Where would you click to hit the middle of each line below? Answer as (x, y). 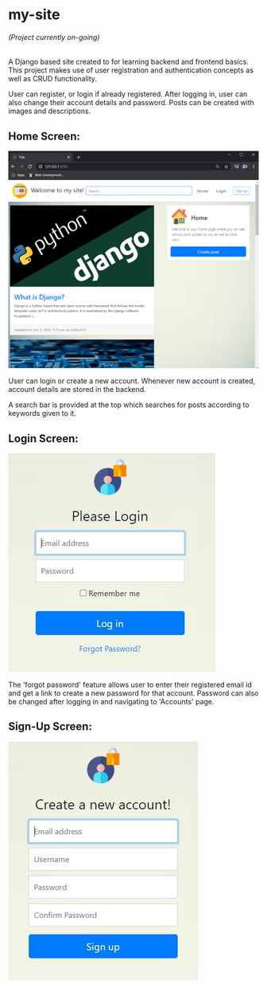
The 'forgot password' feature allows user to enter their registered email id (130, 684)
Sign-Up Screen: (50, 727)
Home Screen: (44, 136)
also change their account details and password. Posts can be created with (131, 103)
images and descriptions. (50, 111)
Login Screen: (44, 439)
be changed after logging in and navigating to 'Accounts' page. (111, 701)
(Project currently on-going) (54, 37)
